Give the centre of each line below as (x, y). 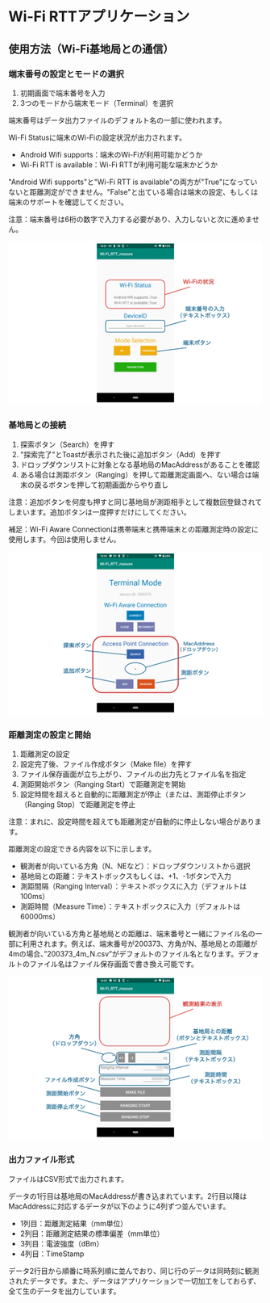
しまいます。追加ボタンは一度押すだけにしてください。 (100, 512)
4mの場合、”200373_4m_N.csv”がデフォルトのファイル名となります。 (123, 954)
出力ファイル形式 (42, 1160)
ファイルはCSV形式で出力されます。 (69, 1179)
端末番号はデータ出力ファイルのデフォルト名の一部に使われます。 (117, 120)
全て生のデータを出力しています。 (64, 1291)
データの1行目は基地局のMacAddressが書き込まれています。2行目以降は (128, 1196)
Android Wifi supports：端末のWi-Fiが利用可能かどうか (111, 154)
